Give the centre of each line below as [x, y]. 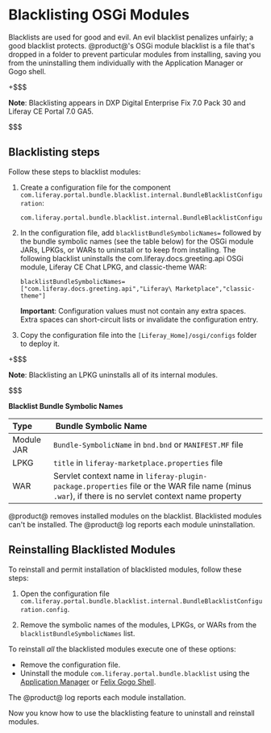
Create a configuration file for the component [95, 187]
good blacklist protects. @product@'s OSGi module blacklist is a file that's [132, 45]
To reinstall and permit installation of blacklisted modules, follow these [125, 569]
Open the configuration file [65, 593]
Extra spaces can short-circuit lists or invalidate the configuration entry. [139, 319]
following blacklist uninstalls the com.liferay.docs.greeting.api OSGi [131, 258]
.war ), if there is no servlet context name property [148, 496]
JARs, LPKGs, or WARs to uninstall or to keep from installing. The [128, 250]
